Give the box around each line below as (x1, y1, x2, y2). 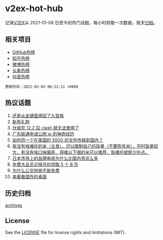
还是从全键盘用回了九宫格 (12, 113, 64, 119)
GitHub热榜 (12, 49, 35, 55)
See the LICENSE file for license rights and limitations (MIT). (5, 230, 126, 236)
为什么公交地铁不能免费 (12, 167, 60, 173)
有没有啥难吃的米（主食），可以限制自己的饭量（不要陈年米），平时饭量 (12, 143, 154, 149)
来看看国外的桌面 (12, 174, 47, 180)
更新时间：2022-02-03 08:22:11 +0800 (5, 84, 78, 89)
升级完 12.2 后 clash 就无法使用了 (12, 125, 79, 131)
